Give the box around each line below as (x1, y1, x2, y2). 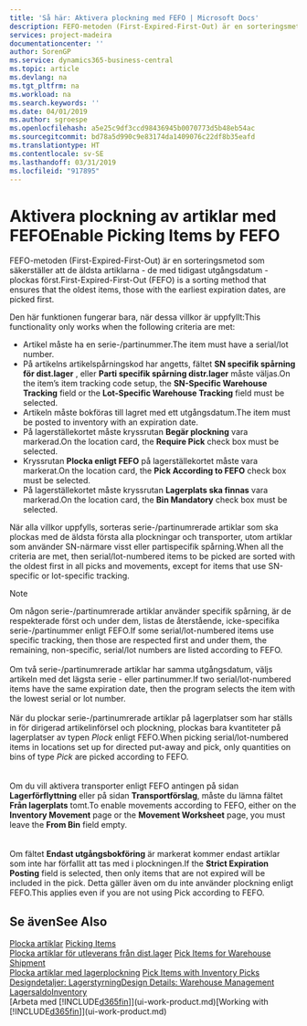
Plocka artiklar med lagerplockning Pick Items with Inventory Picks (9, 968, 260, 978)
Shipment (9, 957, 46, 968)
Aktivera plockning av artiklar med (9, 206, 277, 227)
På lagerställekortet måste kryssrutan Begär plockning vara (22, 427, 249, 438)
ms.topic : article (9, 65, 79, 74)
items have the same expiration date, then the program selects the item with (9, 683, 295, 694)
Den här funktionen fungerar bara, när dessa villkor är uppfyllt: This (9, 312, 261, 323)
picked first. (9, 294, 55, 305)
